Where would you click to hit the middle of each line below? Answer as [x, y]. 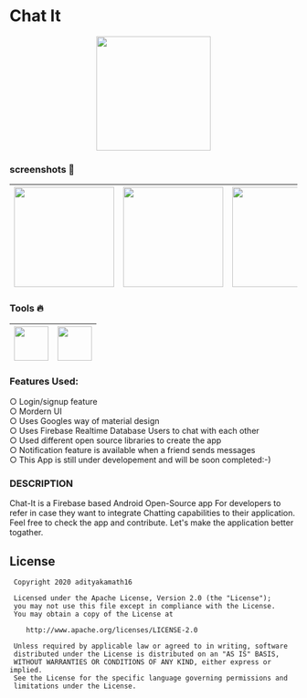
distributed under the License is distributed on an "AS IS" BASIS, [147, 654]
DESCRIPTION [42, 483]
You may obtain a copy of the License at [93, 614]
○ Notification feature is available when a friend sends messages [132, 449]
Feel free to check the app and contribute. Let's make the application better [152, 523]
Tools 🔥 [26, 309]
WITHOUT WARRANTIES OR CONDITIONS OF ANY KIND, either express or [143, 662]
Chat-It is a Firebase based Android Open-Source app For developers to [145, 503]
